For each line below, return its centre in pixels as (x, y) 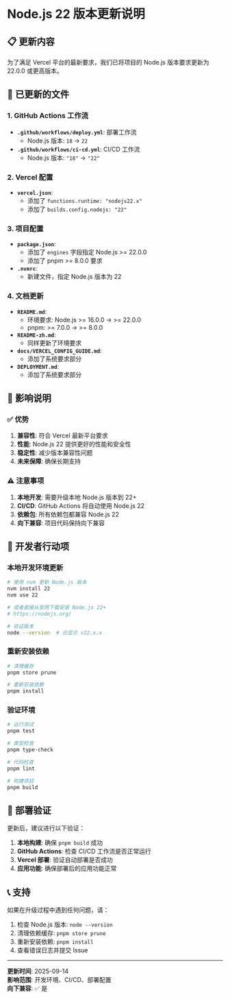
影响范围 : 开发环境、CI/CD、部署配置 (59, 980)
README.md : (32, 311)
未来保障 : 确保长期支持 (49, 461)
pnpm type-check (30, 750)
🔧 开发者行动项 (38, 546)
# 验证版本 (21, 626)
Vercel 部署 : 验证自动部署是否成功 (65, 860)
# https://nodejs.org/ (39, 614)
